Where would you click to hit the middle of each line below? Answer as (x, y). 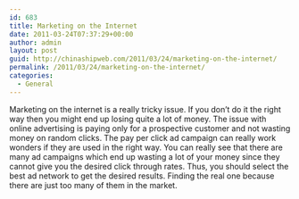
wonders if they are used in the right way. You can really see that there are (146, 147)
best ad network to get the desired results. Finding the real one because (142, 176)
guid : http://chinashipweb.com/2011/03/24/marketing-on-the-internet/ (143, 59)
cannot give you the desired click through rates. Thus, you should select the (149, 166)
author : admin (36, 42)
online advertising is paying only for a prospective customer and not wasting (150, 128)
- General (35, 84)
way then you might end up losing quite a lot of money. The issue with (138, 119)
